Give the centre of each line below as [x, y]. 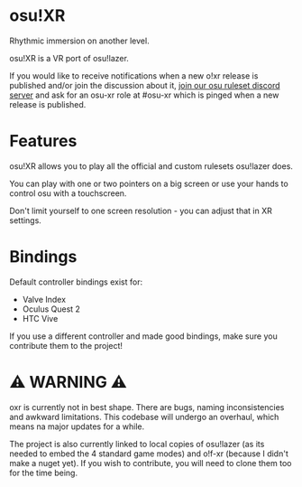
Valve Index [44, 299]
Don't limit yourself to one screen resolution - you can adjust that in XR [141, 211]
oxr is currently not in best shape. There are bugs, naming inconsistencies [147, 407]
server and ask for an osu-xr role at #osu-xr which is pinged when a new [144, 95]
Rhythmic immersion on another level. [80, 41]
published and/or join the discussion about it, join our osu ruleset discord [145, 85]
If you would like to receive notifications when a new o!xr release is [134, 75]
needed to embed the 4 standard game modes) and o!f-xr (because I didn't [149, 454]
